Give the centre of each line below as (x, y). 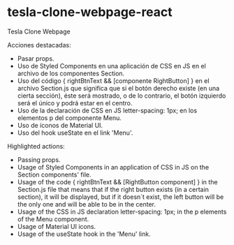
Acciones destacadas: (39, 45)
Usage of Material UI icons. (57, 226)
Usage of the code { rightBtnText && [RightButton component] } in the (117, 181)
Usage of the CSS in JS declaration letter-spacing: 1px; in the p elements (122, 211)
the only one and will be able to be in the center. (86, 204)
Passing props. (39, 159)
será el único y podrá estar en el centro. (75, 103)
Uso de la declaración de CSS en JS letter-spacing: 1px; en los (107, 110)
